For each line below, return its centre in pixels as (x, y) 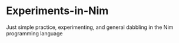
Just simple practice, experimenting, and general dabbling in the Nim (90, 27)
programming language (34, 33)
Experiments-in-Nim (57, 11)
